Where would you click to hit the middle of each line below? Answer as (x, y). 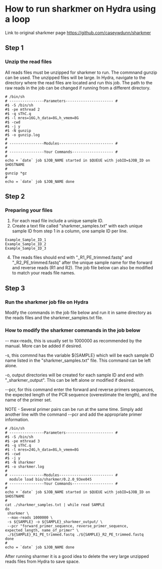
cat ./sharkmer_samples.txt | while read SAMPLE (55, 505)
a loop (18, 19)
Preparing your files (29, 210)
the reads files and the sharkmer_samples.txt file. (54, 318)
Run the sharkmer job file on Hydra (47, 302)
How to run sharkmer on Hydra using (81, 9)
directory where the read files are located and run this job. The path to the (79, 82)
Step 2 (15, 197)
